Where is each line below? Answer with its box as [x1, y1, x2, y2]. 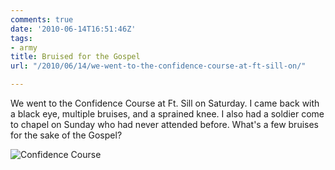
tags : [10, 33, 33, 43]
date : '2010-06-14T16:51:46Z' [10, 24, 137, 34]
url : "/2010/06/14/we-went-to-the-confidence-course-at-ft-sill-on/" [10, 61, 307, 71]
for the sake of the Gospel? [10, 129, 123, 141]
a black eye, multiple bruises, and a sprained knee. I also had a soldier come [10, 108, 325, 120]
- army [10, 42, 38, 53]
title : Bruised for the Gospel [10, 52, 141, 62]
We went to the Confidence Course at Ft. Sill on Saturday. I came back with [10, 97, 320, 109]
